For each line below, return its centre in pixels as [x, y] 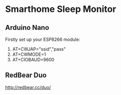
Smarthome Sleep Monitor [61, 9]
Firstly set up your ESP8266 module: [43, 39]
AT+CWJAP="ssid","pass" [39, 49]
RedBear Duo [26, 75]
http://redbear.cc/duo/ [28, 87]
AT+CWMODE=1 [29, 54]
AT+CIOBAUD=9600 [33, 60]
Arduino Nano [27, 28]
